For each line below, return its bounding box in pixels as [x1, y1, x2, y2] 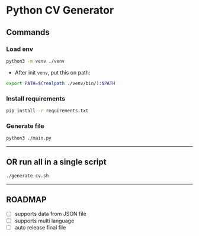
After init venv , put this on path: [14, 69, 91, 76]
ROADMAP [6, 195, 47, 205]
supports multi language [14, 217, 75, 224]
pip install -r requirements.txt [6, 108, 89, 114]
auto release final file [14, 224, 66, 231]
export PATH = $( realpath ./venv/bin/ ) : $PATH [6, 80, 115, 86]
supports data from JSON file [14, 211, 87, 218]
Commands [6, 27, 50, 37]
